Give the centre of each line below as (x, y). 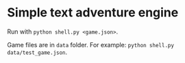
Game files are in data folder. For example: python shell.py (91, 45)
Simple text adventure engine (93, 13)
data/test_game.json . (37, 52)
